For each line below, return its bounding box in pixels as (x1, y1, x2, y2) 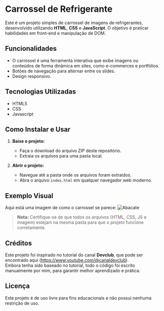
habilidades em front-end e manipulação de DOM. (5, 30, 106, 36)
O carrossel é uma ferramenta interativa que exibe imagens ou (12, 58, 139, 63)
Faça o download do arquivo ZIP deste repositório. (19, 148, 121, 154)
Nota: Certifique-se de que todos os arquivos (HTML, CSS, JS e (17, 214, 147, 220)
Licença (5, 282, 30, 290)
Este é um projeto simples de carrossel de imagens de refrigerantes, (5, 20, 143, 26)
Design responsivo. (12, 73, 51, 79)
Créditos (5, 239, 32, 247)
